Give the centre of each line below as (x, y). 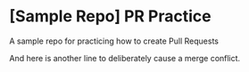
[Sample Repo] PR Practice (110, 16)
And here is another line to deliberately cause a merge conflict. (125, 58)
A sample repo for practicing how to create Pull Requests (114, 41)
